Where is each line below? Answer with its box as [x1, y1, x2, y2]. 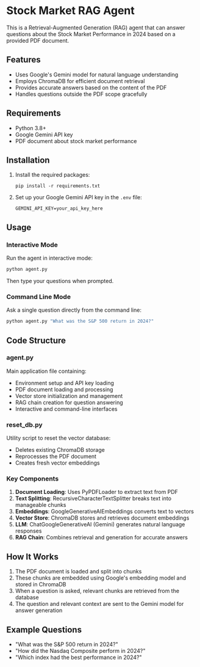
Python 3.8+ [15, 124, 47, 131]
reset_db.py [6, 420, 43, 429]
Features [6, 54, 41, 65]
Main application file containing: [6, 367, 87, 375]
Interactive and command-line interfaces [15, 405, 118, 413]
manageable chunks [15, 501, 66, 509]
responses [15, 527, 42, 535]
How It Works [6, 551, 59, 562]
